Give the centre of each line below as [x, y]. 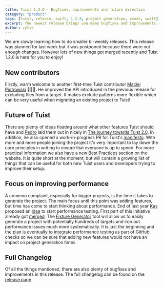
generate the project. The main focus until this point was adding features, [79, 201]
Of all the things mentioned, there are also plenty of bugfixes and [71, 269]
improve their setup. [25, 168]
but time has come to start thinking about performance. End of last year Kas [81, 206]
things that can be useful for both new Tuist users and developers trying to [80, 163]
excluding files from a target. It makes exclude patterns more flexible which [81, 94]
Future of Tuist [28, 115]
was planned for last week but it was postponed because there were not [78, 47]
